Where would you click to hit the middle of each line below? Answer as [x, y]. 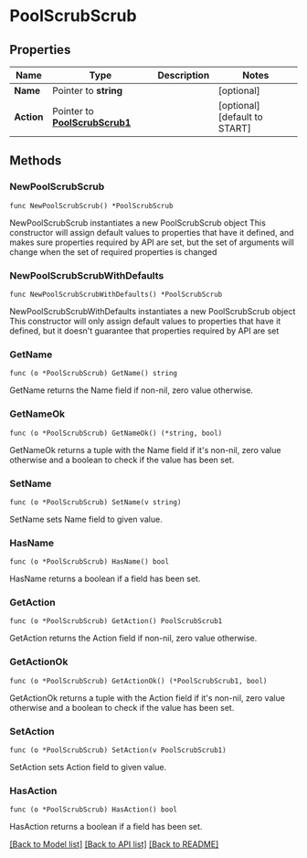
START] [234, 128]
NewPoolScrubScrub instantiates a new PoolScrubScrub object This [138, 222]
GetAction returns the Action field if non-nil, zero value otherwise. [133, 638]
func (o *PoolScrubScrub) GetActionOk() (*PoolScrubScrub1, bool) [138, 681]
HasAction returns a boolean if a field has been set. [106, 827]
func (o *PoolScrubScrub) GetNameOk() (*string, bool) [116, 433]
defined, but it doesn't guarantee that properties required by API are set [144, 331]
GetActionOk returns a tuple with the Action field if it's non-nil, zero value [148, 698]
